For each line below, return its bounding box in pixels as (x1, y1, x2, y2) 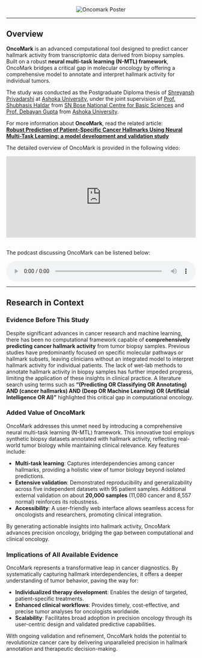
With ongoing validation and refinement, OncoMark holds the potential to (6, 633, 187, 640)
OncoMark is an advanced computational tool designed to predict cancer (6, 45, 188, 52)
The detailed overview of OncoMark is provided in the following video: (6, 144, 180, 151)
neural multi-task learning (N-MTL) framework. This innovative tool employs (6, 428, 195, 436)
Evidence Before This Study (6, 316, 90, 324)
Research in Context (6, 298, 84, 308)
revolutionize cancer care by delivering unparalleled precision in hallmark (6, 639, 188, 646)
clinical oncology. (6, 535, 50, 542)
